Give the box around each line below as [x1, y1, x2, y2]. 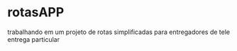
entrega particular [7, 35, 60, 43]
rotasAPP [7, 4, 65, 21]
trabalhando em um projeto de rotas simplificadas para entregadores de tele [7, 28, 231, 36]
